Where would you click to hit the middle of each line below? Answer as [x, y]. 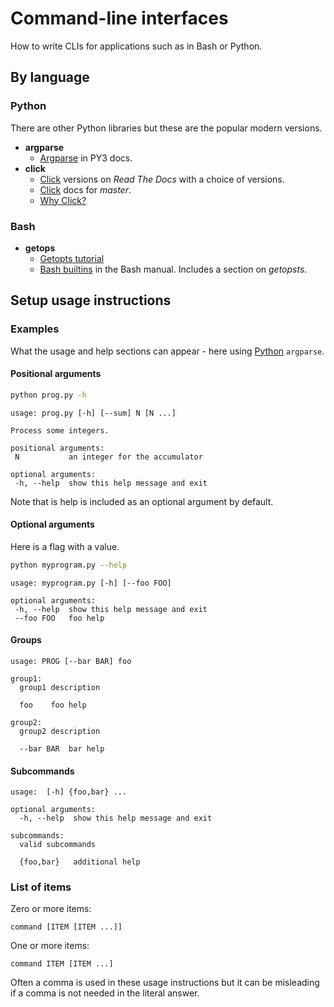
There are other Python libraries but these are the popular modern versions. [166, 128]
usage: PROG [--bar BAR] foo [71, 661]
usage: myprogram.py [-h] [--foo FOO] [91, 583]
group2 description [60, 731]
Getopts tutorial [72, 258]
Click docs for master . [85, 189]
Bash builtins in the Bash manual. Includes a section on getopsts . [173, 269]
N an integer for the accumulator [108, 457]
